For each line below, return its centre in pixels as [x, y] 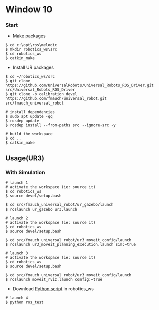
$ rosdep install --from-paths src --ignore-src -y [60, 125]
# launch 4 [17, 298]
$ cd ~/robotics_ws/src [30, 77]
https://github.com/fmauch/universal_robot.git [56, 99]
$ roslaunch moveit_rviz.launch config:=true [54, 280]
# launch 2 [17, 218]
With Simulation [25, 172]
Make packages [29, 36]
